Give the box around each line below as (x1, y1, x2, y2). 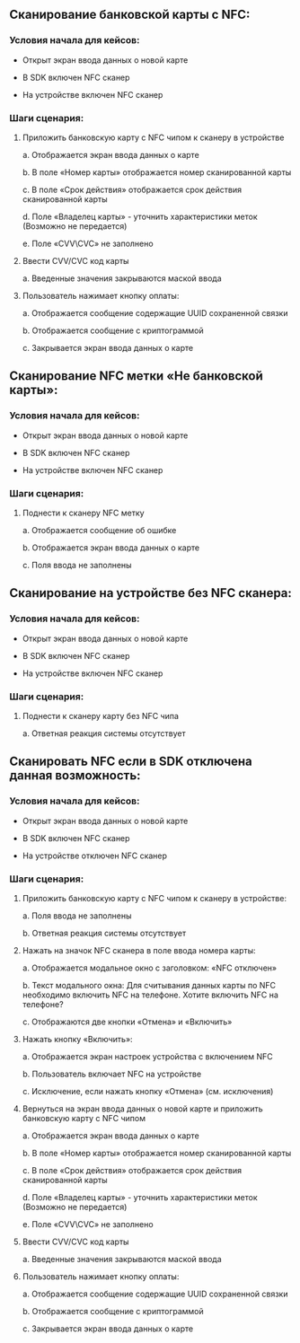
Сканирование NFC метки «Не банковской (9, 368, 263, 384)
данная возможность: (9, 768, 141, 784)
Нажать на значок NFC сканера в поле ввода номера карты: (22, 944, 256, 955)
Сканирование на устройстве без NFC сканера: (9, 585, 292, 601)
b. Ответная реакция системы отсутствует (22, 927, 187, 938)
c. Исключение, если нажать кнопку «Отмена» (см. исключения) (22, 1085, 274, 1096)
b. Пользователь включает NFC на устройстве (22, 1068, 202, 1079)
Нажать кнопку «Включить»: (22, 1033, 133, 1044)
